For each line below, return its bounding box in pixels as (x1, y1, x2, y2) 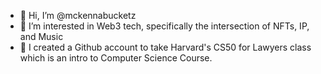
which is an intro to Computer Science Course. (19, 52, 213, 64)
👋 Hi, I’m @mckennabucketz (19, 10, 137, 21)
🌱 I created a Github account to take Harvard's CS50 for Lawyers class (19, 41, 312, 53)
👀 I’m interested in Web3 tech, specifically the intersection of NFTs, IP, (19, 20, 310, 32)
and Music (19, 31, 64, 42)
